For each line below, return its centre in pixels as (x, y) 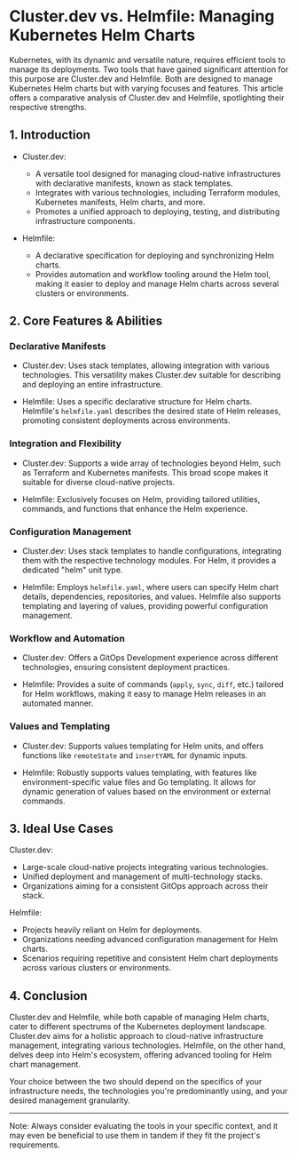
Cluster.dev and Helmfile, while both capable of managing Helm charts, (139, 1017)
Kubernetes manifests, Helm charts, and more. (120, 202)
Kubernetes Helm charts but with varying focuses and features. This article (146, 88)
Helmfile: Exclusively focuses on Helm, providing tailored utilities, (141, 499)
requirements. (35, 1145)
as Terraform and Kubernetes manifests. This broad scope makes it (145, 472)
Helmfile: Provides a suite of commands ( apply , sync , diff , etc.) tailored (153, 684)
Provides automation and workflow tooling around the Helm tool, (153, 274)
